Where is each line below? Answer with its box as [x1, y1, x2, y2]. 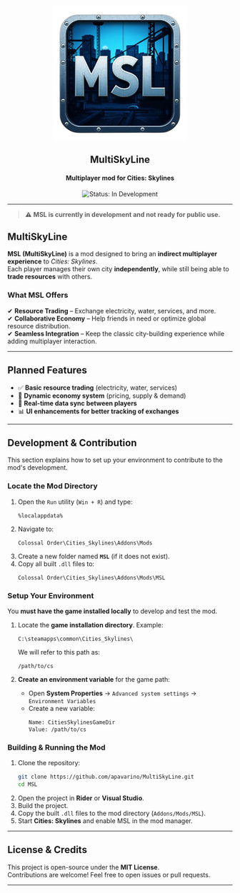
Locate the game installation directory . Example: [17, 620, 164, 629]
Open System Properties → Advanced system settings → [28, 689, 197, 697]
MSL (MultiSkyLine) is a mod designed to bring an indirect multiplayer [7, 250, 218, 258]
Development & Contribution [7, 437, 137, 449]
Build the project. [17, 801, 69, 809]
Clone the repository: [17, 759, 81, 767]
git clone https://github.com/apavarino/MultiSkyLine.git [17, 773, 194, 781]
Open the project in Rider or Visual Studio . [17, 794, 144, 802]
